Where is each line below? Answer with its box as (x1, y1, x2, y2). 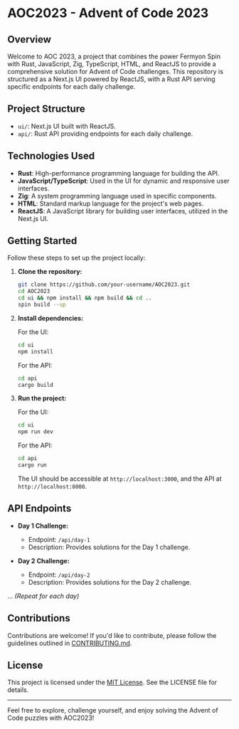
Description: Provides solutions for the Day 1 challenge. (28, 543, 191, 551)
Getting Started (7, 235, 78, 247)
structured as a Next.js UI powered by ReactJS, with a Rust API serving (7, 75, 216, 83)
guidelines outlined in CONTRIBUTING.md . (7, 639, 132, 647)
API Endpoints (7, 503, 72, 515)
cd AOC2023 (17, 288, 51, 295)
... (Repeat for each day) (7, 592, 80, 600)
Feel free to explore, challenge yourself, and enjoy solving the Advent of (7, 706, 218, 715)
